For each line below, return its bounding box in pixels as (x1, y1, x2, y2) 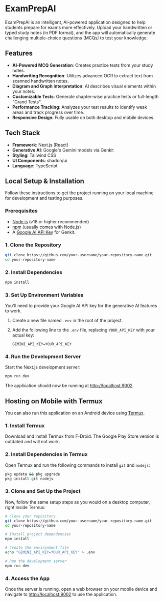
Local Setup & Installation (5, 177, 85, 185)
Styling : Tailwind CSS (12, 152, 56, 158)
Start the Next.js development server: (5, 364, 81, 370)
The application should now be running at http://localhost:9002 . (5, 383, 134, 389)
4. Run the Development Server (5, 353, 81, 360)
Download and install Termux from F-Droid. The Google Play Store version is (5, 433, 159, 439)
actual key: (12, 332, 34, 338)
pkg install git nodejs (5, 476, 54, 481)
